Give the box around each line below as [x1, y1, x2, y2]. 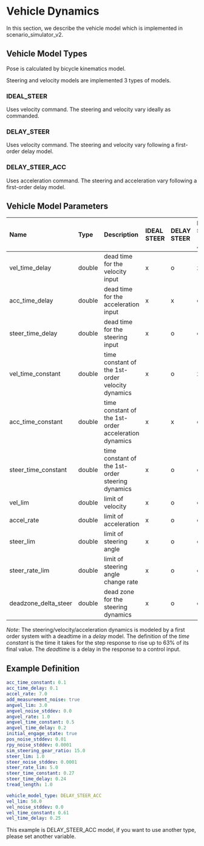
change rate [104, 578, 138, 586]
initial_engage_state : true [6, 731, 78, 737]
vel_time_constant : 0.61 [6, 809, 69, 816]
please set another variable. [6, 833, 76, 840]
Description [104, 231, 138, 239]
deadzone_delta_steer [9, 599, 73, 608]
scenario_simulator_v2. [6, 30, 64, 38]
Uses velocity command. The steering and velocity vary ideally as [6, 106, 171, 113]
